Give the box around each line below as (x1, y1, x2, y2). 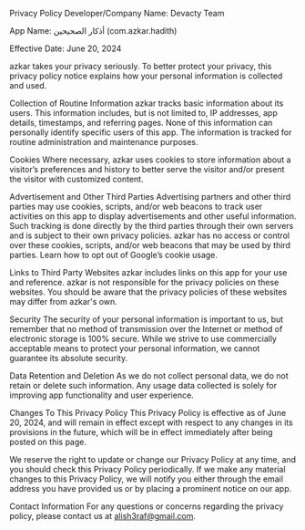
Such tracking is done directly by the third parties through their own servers (9, 221, 294, 231)
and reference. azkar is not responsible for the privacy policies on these (9, 277, 280, 287)
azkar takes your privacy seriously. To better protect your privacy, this (9, 61, 272, 71)
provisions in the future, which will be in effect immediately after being (9, 427, 273, 437)
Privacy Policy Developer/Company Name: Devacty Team (9, 8, 225, 18)
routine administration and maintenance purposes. (9, 137, 198, 147)
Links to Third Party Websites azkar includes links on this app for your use (9, 267, 288, 277)
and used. (9, 80, 47, 90)
